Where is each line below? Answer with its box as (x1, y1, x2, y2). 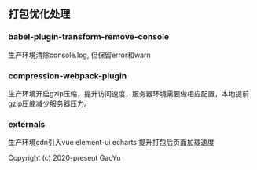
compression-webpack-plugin (8, 70, 127, 81)
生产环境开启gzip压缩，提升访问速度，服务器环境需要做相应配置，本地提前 (8, 89, 250, 98)
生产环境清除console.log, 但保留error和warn (8, 50, 151, 60)
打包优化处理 (8, 7, 71, 21)
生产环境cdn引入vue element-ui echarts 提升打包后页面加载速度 (8, 138, 215, 147)
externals (8, 118, 46, 129)
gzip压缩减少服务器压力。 (8, 99, 92, 108)
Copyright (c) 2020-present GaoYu (8, 154, 121, 163)
